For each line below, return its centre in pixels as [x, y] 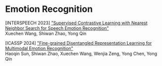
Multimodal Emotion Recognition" [39, 48]
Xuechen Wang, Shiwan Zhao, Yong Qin [46, 33]
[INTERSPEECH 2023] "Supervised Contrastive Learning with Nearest [76, 23]
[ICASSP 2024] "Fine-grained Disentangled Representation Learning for [79, 43]
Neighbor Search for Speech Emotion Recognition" [57, 28]
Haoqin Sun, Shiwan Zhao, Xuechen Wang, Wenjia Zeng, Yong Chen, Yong [81, 54]
